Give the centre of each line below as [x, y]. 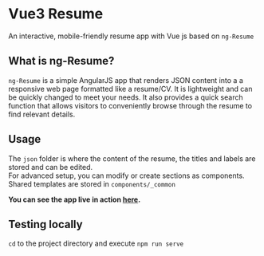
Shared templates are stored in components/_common [92, 183]
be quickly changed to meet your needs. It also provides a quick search [126, 97]
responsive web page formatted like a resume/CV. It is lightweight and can [130, 89]
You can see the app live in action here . [75, 199]
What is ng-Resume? [61, 61]
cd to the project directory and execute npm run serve [96, 243]
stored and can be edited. [51, 167]
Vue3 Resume [56, 14]
